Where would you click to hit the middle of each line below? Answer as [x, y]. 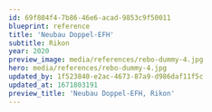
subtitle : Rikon [39, 43]
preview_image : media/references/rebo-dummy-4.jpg [106, 60]
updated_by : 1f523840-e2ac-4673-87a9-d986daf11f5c [106, 77]
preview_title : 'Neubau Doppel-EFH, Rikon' [92, 93]
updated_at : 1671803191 [53, 85]
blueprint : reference [49, 26]
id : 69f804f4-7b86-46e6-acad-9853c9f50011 [90, 18]
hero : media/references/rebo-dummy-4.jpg [88, 69]
